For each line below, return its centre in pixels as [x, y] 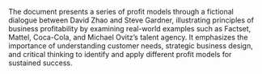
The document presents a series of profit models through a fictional [121, 12]
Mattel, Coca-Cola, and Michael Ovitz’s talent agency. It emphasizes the [128, 37]
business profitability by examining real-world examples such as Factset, [130, 29]
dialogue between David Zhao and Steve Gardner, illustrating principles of [131, 20]
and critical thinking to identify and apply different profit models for [120, 54]
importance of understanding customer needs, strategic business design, [131, 46]
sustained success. [40, 63]
